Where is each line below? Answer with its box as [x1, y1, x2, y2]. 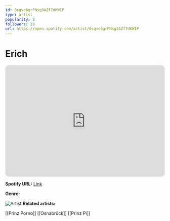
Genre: [5, 191, 20, 197]
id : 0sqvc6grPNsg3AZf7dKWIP [5, 7, 65, 13]
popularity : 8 [5, 17, 35, 22]
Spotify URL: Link [5, 181, 42, 187]
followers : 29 [5, 21, 35, 27]
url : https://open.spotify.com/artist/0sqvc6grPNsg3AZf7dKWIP [5, 26, 139, 31]
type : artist [5, 12, 33, 17]
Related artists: [22, 201, 56, 207]
